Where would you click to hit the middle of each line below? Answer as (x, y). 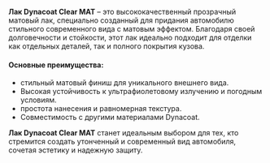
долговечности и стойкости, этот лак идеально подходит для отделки (130, 37)
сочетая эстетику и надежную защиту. (76, 150)
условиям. (38, 100)
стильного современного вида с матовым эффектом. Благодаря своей (132, 29)
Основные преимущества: (56, 65)
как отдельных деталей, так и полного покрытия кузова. (107, 46)
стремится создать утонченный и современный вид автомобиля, (122, 142)
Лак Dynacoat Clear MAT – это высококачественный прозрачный (122, 12)
